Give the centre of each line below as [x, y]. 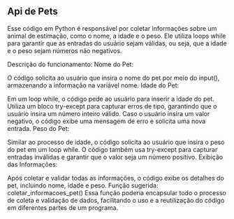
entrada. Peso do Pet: [38, 128]
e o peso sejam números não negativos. [65, 50]
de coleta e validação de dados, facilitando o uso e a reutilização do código [116, 200]
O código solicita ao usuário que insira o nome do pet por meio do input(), [114, 78]
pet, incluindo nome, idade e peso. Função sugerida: [83, 185]
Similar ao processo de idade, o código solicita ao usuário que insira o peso [116, 142]
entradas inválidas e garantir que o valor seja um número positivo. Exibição [115, 157]
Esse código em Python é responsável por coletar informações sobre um [112, 28]
